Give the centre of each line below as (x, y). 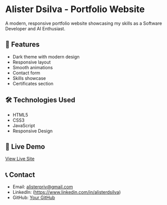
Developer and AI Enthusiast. (35, 28)
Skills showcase (29, 78)
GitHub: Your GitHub (34, 197)
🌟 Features (22, 45)
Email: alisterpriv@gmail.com (43, 187)
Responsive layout (32, 62)
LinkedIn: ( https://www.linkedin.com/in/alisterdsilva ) (67, 192)
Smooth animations (33, 67)
